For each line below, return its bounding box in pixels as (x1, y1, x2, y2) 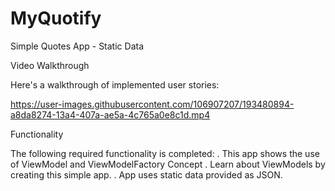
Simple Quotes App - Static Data (10, 40, 145, 52)
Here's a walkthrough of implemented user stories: (10, 78, 220, 91)
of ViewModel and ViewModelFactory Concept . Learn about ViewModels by (10, 158, 326, 170)
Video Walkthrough (10, 59, 90, 71)
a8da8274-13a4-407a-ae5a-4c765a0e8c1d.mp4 (10, 108, 211, 121)
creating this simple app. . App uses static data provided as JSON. (10, 168, 283, 181)
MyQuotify (10, 7, 102, 30)
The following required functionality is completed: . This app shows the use (10, 147, 320, 159)
